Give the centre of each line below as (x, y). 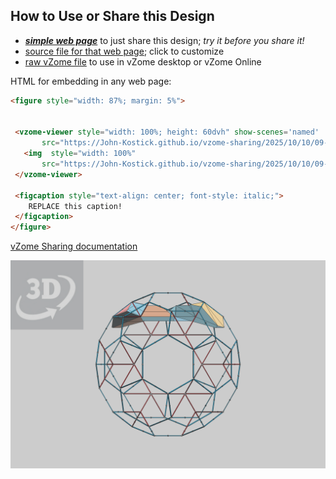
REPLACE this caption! (75, 206)
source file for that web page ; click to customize (124, 51)
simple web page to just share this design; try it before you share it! (164, 40)
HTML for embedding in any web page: (91, 81)
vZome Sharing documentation (74, 246)
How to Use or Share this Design (112, 16)
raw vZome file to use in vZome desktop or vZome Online (143, 61)
